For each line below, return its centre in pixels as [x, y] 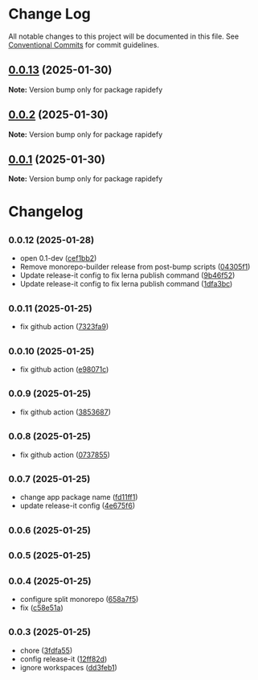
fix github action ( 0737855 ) [65, 455]
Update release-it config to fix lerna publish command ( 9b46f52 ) [127, 275]
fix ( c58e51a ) [42, 608]
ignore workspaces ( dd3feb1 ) [69, 667]
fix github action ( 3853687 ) [65, 412]
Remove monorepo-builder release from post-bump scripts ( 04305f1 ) [135, 267]
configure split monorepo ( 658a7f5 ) [79, 600]
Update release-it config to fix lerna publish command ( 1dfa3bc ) [126, 284]
